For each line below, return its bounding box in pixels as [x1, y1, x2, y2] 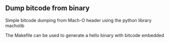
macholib [5, 22, 25, 28]
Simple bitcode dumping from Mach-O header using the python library [5, 17, 152, 23]
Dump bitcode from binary [5, 4, 90, 12]
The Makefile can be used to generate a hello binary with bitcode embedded [5, 32, 164, 38]
